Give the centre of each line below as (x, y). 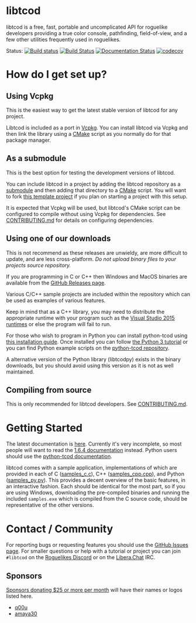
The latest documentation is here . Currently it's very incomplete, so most (94, 444)
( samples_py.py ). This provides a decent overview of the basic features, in (96, 480)
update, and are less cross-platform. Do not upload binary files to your (91, 259)
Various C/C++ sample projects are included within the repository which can (98, 294)
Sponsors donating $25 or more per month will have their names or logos (94, 590)
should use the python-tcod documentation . (59, 456)
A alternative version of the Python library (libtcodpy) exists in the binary (94, 359)
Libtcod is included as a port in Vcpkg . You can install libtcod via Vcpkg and (97, 128)
